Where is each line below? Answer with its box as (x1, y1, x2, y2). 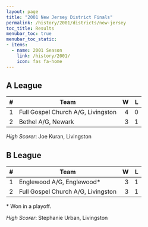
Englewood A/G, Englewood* (18, 178, 101, 186)
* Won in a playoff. (6, 203, 52, 210)
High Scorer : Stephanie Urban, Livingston (6, 215, 108, 222)
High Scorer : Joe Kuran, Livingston (6, 133, 92, 140)
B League (6, 150, 42, 160)
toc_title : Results (6, 25, 55, 31)
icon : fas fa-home (17, 58, 62, 64)
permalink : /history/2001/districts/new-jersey (6, 20, 127, 26)
